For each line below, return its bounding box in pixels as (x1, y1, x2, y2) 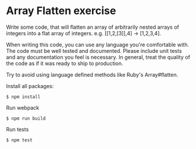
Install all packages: (6, 82, 54, 89)
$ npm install (6, 94, 41, 100)
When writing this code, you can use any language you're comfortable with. (6, 41, 190, 48)
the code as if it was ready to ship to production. (6, 60, 123, 67)
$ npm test (6, 137, 33, 143)
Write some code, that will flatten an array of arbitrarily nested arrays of (6, 23, 180, 31)
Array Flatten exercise (6, 4, 116, 18)
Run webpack (6, 104, 39, 111)
